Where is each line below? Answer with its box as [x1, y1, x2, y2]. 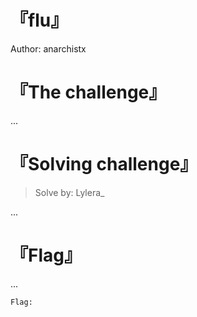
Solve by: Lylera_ [34, 186, 105, 198]
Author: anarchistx [10, 42, 87, 55]
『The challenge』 [10, 81, 167, 104]
